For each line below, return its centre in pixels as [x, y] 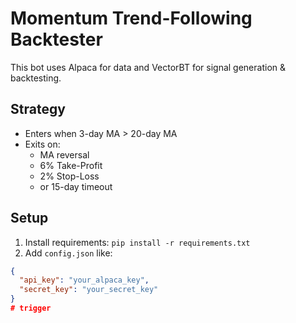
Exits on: [42, 144]
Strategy [38, 109]
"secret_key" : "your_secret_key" [89, 290]
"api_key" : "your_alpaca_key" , [84, 280]
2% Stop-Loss [69, 176]
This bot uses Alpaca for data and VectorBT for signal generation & [148, 67]
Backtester [56, 39]
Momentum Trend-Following [131, 18]
